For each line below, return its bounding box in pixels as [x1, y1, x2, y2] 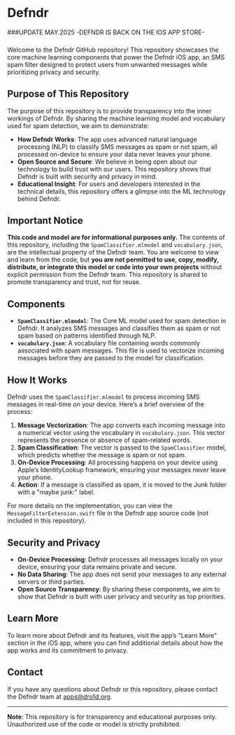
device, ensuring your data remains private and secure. [17, 562, 177, 571]
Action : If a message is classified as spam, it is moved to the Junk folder [17, 480, 227, 489]
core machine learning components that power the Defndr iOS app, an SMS [7, 52, 225, 61]
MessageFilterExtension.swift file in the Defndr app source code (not [7, 509, 209, 518]
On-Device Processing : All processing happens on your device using [17, 458, 218, 466]
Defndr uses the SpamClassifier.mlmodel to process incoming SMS [7, 393, 200, 401]
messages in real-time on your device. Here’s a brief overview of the [7, 400, 205, 408]
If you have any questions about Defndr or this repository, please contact [7, 685, 218, 693]
